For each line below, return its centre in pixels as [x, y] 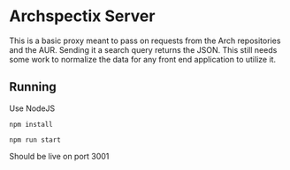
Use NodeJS [32, 108]
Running [33, 87]
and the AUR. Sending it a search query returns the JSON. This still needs [143, 49]
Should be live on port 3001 [59, 156]
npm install [31, 124]
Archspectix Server [82, 16]
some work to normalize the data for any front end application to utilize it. [143, 59]
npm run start [35, 140]
